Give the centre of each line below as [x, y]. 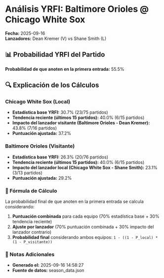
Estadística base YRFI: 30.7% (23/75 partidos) [60, 113]
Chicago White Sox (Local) [38, 102]
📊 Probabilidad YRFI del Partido [55, 55]
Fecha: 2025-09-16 [25, 33]
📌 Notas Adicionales [30, 254]
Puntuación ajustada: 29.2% [42, 178]
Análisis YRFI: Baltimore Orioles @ [77, 9]
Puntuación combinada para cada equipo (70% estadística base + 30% [86, 216]
